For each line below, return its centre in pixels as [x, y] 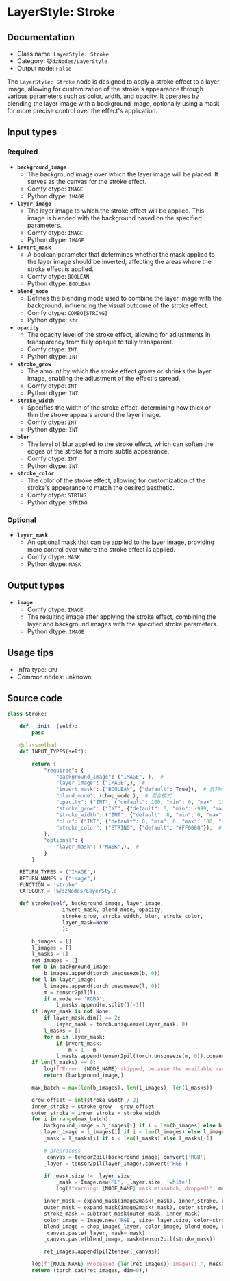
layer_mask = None [85, 922]
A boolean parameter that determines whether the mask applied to [121, 254]
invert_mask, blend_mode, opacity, [113, 910]
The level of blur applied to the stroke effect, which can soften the [120, 444]
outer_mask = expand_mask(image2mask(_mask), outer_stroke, [131, 1208]
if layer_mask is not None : [72, 1012]
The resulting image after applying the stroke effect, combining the [122, 616]
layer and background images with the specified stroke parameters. [123, 624]
